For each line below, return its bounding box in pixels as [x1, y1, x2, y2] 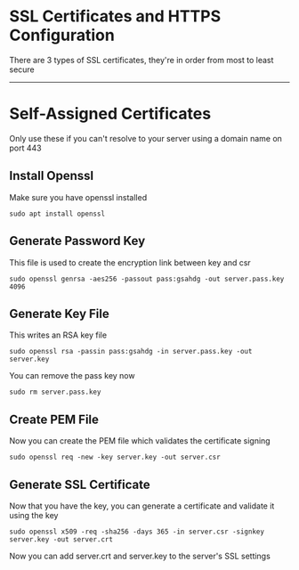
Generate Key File [9, 305, 109, 322]
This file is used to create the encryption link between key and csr [9, 256, 251, 268]
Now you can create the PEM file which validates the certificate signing [9, 436, 271, 446]
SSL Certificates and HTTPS [9, 6, 221, 27]
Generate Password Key [9, 233, 146, 248]
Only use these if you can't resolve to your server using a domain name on [9, 133, 283, 143]
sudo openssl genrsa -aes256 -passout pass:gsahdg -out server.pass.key [9, 274, 285, 283]
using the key [9, 509, 59, 520]
